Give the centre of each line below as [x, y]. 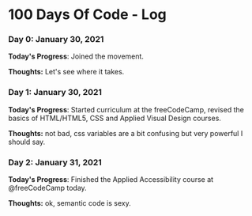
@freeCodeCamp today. [47, 188]
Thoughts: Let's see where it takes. [66, 72]
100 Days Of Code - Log [88, 15]
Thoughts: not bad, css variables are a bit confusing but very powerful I [126, 133]
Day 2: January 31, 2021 [55, 162]
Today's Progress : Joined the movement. [76, 56]
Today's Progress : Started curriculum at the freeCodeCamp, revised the [126, 109]
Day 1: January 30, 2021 [55, 93]
